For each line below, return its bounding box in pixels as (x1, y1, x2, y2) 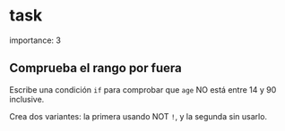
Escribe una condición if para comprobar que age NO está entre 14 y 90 (9, 84, 277, 94)
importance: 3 (9, 35, 61, 45)
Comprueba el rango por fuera (9, 61, 182, 76)
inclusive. (9, 94, 45, 104)
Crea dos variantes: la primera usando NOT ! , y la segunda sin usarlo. (9, 111, 267, 121)
